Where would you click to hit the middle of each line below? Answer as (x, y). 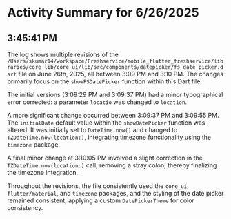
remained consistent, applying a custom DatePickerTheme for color (101, 200)
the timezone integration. (43, 173)
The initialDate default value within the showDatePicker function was (106, 123)
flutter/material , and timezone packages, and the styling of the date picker (115, 193)
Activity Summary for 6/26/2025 (103, 13)
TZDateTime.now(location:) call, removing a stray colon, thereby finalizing (112, 165)
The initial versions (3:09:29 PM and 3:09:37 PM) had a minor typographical (115, 95)
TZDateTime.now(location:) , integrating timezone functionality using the (109, 137)
